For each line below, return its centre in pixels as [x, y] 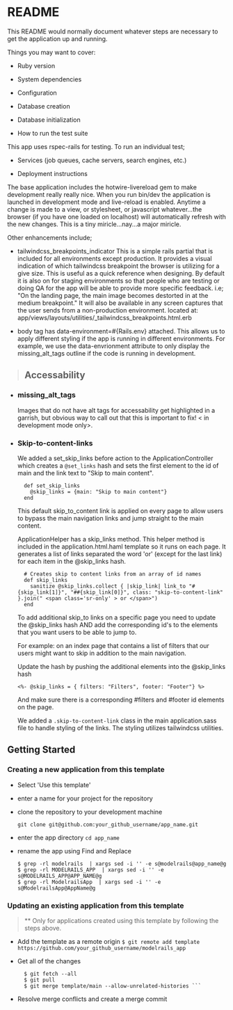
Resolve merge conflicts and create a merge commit [92, 999]
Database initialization [49, 120]
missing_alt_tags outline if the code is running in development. [106, 353]
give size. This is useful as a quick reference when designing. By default [121, 273]
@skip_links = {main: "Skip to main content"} [99, 491]
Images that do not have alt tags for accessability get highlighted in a [116, 410]
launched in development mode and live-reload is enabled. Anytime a [107, 202]
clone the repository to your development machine [90, 812]
